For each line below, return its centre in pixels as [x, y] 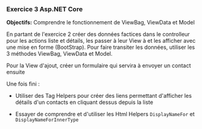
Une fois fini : [23, 84]
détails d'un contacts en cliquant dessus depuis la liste [84, 102]
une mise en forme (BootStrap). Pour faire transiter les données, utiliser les [101, 47]
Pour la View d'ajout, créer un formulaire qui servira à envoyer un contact [99, 65]
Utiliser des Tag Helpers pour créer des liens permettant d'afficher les [103, 96]
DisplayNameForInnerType [47, 120]
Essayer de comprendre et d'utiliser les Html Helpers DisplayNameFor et [105, 114]
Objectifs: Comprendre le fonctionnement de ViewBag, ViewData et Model [100, 23]
